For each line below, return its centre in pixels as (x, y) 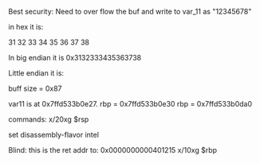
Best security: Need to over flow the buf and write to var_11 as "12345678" (130, 12)
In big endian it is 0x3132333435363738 (75, 58)
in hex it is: (26, 27)
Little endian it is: (36, 73)
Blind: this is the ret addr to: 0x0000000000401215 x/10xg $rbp (113, 150)
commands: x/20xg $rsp (49, 119)
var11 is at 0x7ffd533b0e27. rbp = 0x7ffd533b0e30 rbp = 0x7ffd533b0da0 (130, 104)
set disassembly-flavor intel (54, 135)
